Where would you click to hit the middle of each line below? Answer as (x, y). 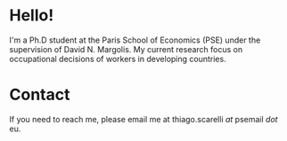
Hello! (32, 16)
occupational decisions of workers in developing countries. (118, 59)
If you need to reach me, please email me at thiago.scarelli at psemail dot (143, 119)
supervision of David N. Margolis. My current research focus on (126, 49)
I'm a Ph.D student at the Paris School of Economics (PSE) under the (135, 40)
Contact (40, 95)
